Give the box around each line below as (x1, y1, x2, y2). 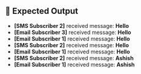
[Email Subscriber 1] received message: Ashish (13, 61, 135, 68)
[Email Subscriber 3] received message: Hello (13, 29, 131, 36)
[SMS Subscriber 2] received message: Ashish (13, 54, 134, 61)
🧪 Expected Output (5, 6, 78, 16)
